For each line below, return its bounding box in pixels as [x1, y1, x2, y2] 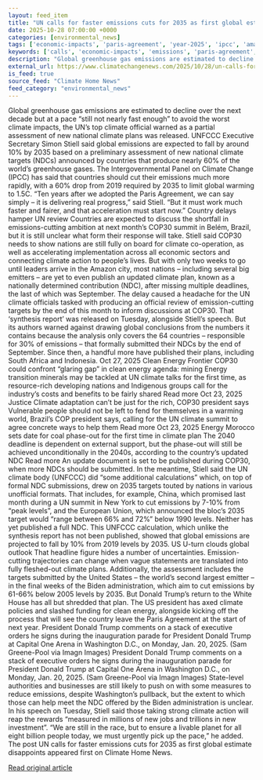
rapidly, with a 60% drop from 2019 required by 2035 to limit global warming [8, 181, 254, 191]
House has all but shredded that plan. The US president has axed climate [8, 598, 243, 607]
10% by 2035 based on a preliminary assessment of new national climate [8, 148, 244, 157]
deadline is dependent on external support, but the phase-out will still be [8, 439, 243, 449]
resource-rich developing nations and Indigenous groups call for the [8, 381, 229, 391]
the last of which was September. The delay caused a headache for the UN [8, 290, 250, 299]
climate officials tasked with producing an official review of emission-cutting [8, 297, 254, 307]
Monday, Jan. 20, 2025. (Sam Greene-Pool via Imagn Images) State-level [8, 672, 244, 683]
